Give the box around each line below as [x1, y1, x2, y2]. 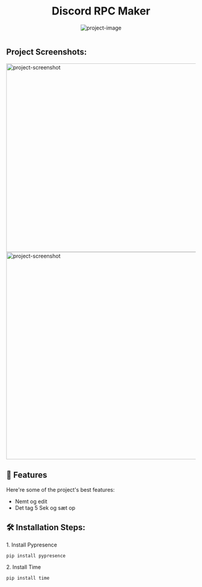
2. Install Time [6, 563, 41, 571]
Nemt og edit [14, 498, 47, 505]
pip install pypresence [6, 553, 66, 559]
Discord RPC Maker [51, 4, 151, 18]
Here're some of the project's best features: [6, 486, 115, 493]
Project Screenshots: [6, 47, 87, 57]
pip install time [6, 575, 50, 582]
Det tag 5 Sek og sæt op [14, 504, 76, 511]
